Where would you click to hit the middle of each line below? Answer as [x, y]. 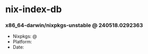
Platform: [22, 42]
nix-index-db [34, 9]
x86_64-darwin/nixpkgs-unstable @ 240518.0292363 [74, 25]
